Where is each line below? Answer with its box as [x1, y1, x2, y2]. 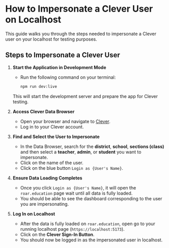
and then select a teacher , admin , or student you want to [20, 148, 142, 155]
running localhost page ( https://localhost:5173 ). [20, 226, 125, 232]
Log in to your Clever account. [20, 123, 84, 130]
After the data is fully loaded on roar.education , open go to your [20, 221, 155, 227]
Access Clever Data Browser [12, 108, 75, 114]
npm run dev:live [20, 84, 58, 89]
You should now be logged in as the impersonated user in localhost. [20, 237, 163, 243]
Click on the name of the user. [20, 160, 84, 166]
